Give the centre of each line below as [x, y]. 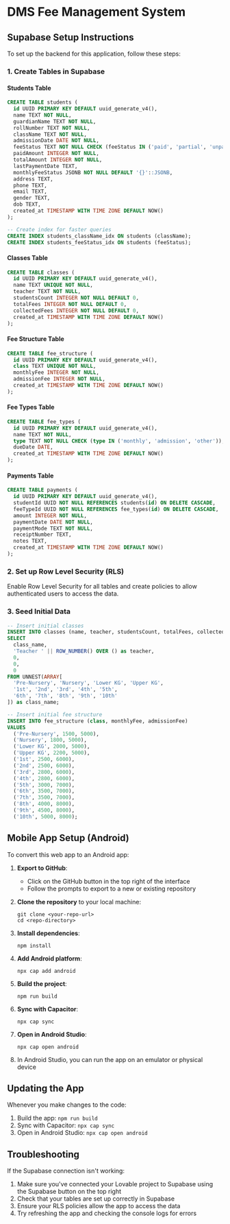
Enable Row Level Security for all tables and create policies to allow [102, 587]
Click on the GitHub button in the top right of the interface [108, 881]
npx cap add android [46, 971]
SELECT [16, 639]
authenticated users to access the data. [63, 593]
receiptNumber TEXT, [42, 535]
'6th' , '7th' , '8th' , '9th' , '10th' [65, 696]
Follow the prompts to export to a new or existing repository [112, 888]
